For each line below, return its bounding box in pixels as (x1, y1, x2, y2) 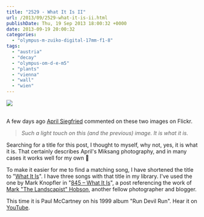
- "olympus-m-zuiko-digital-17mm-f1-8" (12, 37, 114, 43)
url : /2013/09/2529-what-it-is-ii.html (6, 15, 108, 21)
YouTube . (6, 204, 31, 211)
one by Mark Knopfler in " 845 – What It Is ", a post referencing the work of (6, 179, 192, 186)
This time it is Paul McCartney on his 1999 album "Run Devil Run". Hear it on (6, 197, 197, 205)
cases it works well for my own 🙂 (6, 154, 90, 161)
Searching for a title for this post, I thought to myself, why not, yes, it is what (6, 141, 198, 149)
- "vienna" (12, 72, 40, 78)
